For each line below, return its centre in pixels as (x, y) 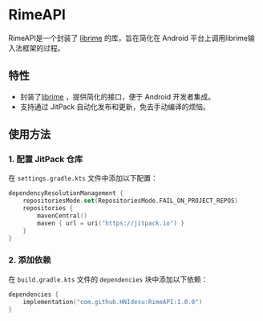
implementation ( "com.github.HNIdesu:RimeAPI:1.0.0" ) (113, 302)
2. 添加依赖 (30, 260)
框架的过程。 (43, 48)
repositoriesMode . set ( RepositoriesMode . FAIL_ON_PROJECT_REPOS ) (131, 201)
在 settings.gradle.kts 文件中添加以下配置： (83, 178)
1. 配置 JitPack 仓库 (46, 160)
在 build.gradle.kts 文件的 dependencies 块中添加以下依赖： (108, 279)
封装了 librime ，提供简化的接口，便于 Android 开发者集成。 (117, 96)
